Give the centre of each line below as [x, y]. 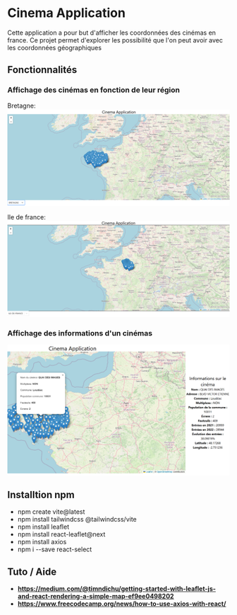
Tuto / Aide [32, 571]
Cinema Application [66, 13]
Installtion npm [41, 494]
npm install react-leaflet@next [61, 534]
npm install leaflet [43, 527]
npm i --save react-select [55, 549]
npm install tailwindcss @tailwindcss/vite [77, 519]
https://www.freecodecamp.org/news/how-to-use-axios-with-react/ [122, 604]
